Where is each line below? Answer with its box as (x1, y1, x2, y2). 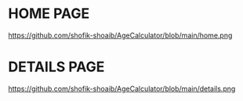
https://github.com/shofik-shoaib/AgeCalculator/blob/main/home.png (8, 31, 233, 40)
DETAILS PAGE (8, 58, 105, 76)
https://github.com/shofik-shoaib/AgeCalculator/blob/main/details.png (8, 84, 236, 93)
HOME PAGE (8, 5, 90, 23)
